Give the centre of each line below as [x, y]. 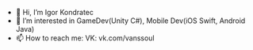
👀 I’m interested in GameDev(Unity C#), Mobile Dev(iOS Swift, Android [130, 21]
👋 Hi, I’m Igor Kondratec [54, 12]
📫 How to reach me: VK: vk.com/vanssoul [85, 38]
